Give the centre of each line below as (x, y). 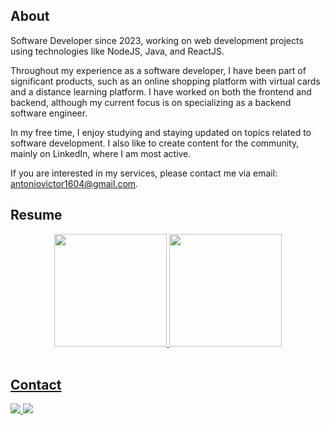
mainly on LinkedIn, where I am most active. (101, 153)
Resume (36, 215)
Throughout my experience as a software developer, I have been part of (158, 70)
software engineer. (49, 113)
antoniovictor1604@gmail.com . (74, 183)
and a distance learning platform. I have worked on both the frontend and (161, 91)
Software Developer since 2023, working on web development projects (157, 40)
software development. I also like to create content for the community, (155, 143)
